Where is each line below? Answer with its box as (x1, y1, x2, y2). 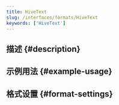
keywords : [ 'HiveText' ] (6, 20, 66, 26)
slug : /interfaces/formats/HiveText (6, 14, 98, 21)
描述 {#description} (6, 43, 81, 54)
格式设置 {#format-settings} (6, 89, 113, 99)
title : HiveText (6, 8, 47, 15)
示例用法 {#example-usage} (6, 66, 112, 77)
